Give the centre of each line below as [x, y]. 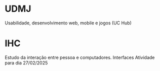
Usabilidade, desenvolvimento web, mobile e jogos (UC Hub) [68, 23]
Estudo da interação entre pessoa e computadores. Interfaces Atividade [80, 57]
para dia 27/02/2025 [26, 63]
